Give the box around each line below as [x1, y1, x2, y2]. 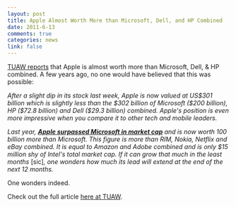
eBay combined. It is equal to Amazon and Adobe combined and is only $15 [7, 143, 228, 150]
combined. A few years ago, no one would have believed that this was [7, 70, 211, 78]
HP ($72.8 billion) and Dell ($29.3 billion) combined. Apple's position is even [7, 107, 230, 114]
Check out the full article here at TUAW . [7, 192, 122, 201]
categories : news [7, 37, 59, 44]
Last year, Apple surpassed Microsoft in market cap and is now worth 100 [7, 128, 228, 136]
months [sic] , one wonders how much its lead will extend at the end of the [7, 158, 223, 166]
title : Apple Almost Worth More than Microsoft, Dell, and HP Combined [7, 17, 223, 24]
